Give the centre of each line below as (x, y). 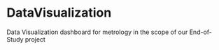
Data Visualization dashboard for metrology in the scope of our (97, 32)
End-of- (201, 32)
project (35, 39)
